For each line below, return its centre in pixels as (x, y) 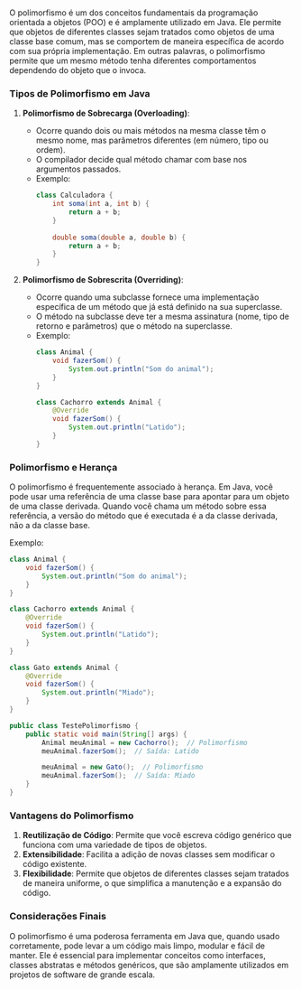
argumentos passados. (78, 169)
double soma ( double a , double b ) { (119, 238)
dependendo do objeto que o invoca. (78, 70)
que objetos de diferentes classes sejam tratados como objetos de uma (142, 32)
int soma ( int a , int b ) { (101, 204)
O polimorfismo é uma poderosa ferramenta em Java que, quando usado (145, 936)
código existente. (55, 864)
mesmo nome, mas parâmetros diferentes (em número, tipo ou (152, 140)
